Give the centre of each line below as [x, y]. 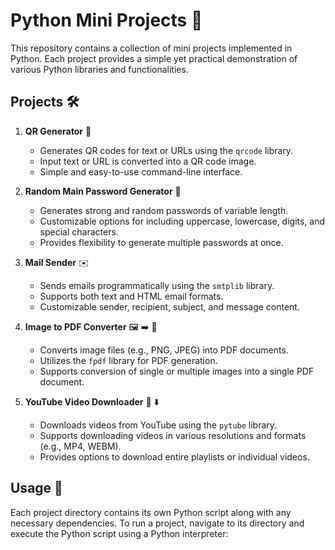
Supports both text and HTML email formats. [131, 296]
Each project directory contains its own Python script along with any [151, 512]
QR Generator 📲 [58, 131]
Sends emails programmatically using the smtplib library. [157, 285]
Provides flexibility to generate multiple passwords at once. [161, 242]
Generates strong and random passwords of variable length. [164, 210]
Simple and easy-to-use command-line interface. [141, 171]
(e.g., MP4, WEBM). [80, 446]
